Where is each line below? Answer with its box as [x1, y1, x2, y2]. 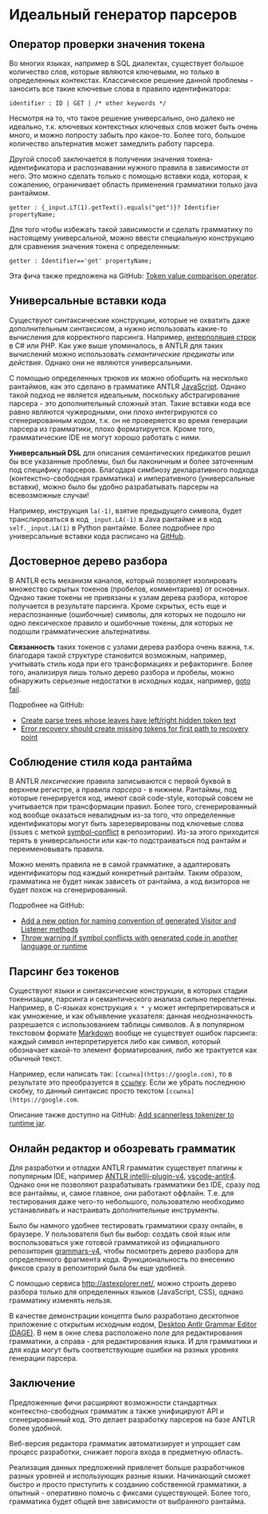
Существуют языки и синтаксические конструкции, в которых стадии [9, 986, 248, 995]
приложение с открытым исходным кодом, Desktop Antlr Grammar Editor [9, 1319, 258, 1330]
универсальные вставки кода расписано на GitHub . [9, 531, 186, 540]
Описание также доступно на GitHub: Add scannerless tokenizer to [9, 1110, 235, 1120]
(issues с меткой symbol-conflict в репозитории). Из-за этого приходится [9, 828, 259, 837]
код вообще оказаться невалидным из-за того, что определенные [9, 810, 236, 820]
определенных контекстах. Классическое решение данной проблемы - [9, 76, 254, 85]
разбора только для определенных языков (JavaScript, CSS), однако [9, 1287, 244, 1297]
